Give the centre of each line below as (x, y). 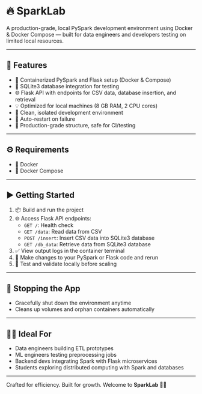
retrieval (25, 99)
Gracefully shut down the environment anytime (73, 303)
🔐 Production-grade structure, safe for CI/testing (75, 125)
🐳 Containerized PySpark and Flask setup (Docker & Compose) (93, 80)
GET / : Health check (49, 225)
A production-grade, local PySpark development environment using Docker (99, 28)
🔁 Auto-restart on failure (45, 119)
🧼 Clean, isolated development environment (69, 112)
